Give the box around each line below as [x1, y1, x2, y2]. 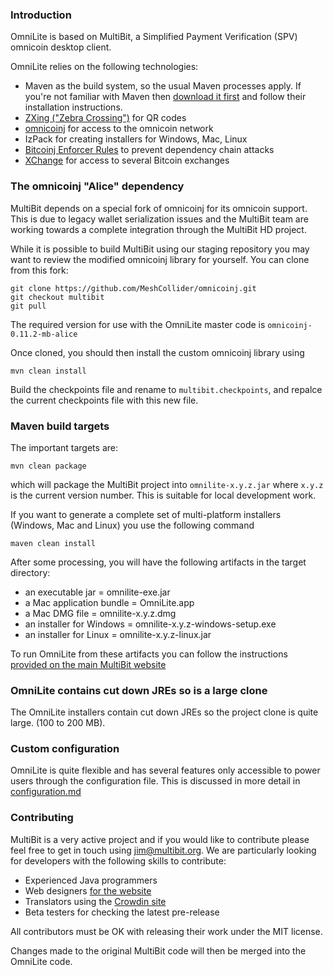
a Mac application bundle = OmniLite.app [24, 596, 195, 608]
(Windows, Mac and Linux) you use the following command [10, 519, 255, 531]
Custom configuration [10, 742, 120, 756]
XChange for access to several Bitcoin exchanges [24, 154, 230, 167]
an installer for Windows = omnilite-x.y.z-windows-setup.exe [24, 618, 277, 630]
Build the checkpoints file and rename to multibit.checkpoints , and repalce [10, 383, 323, 395]
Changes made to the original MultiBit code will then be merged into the [10, 944, 307, 957]
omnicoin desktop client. [10, 41, 112, 53]
